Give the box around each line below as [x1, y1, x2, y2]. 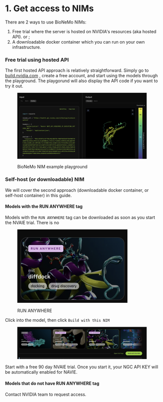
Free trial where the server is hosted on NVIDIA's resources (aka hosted [12, 28, 157, 34]
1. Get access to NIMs [5, 3, 94, 14]
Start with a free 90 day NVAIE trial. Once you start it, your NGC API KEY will [5, 364, 159, 370]
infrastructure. [12, 44, 41, 50]
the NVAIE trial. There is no [5, 220, 60, 225]
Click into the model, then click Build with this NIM [5, 317, 110, 323]
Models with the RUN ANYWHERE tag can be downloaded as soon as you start [5, 214, 155, 220]
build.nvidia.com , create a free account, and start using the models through [5, 73, 158, 79]
